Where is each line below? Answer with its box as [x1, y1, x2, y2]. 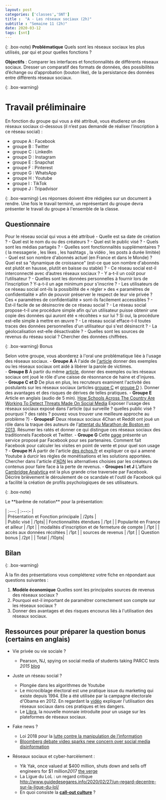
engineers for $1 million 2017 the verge [19, 768, 98, 774]
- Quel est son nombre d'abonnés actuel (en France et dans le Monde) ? [5, 254, 153, 261]
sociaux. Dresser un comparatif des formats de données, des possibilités [5, 64, 155, 70]
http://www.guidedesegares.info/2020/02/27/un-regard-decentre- [19, 779, 157, 785]
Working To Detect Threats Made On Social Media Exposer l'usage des [5, 400, 150, 406]
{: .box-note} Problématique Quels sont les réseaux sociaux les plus [5, 44, 145, 50]
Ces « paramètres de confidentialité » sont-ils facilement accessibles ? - [5, 296, 153, 303]
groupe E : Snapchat [12, 159, 55, 165]
